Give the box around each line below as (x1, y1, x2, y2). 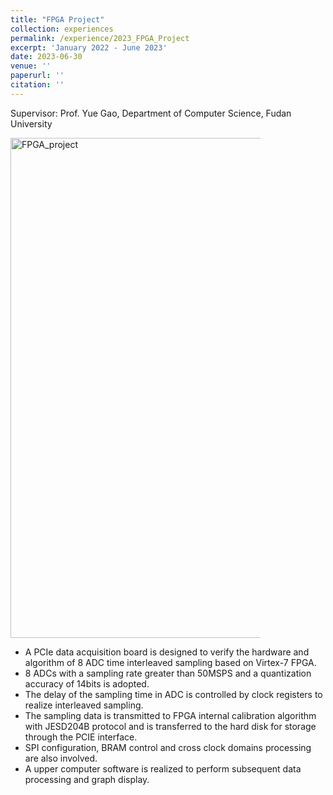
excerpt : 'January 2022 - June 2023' (10, 42, 168, 53)
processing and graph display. (24, 773, 150, 785)
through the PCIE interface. (24, 731, 138, 743)
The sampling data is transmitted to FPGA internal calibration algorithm (24, 709, 317, 721)
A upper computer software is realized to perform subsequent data (24, 762, 302, 775)
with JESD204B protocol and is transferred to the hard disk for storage (24, 720, 317, 732)
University (10, 117, 53, 130)
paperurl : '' (10, 71, 65, 81)
